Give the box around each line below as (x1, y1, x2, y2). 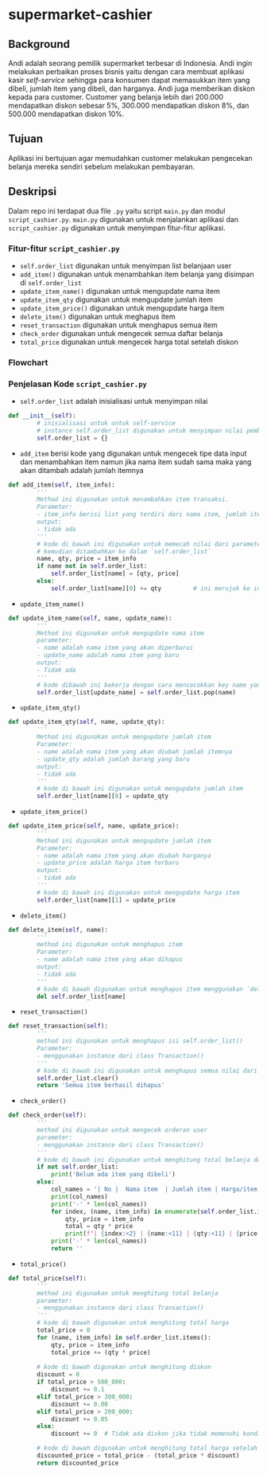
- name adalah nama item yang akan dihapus (37, 956, 183, 964)
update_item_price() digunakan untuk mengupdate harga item (19, 303, 225, 312)
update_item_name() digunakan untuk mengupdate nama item (19, 286, 220, 295)
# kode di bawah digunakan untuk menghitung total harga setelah (37, 1444, 258, 1453)
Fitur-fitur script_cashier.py (8, 243, 121, 254)
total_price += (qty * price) (50, 1348, 151, 1356)
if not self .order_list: (37, 1163, 119, 1172)
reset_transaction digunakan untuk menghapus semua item (19, 320, 218, 330)
